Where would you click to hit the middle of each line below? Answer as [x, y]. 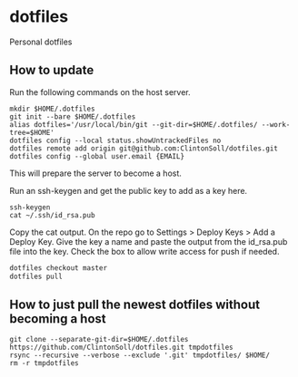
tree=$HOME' [32, 132]
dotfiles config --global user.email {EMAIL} [97, 156]
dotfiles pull [36, 276]
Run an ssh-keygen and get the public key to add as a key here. [129, 190]
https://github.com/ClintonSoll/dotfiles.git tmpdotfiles [121, 348]
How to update [52, 70]
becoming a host [58, 319]
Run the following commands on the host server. [100, 92]
